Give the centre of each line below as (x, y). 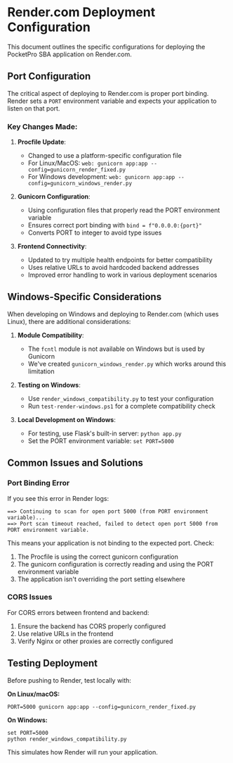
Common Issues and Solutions (75, 463)
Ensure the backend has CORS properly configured (92, 626)
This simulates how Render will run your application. (82, 752)
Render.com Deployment (81, 12)
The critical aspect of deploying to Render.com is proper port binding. (108, 93)
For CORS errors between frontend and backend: (78, 612)
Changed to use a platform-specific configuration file (105, 156)
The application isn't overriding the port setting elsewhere (101, 579)
